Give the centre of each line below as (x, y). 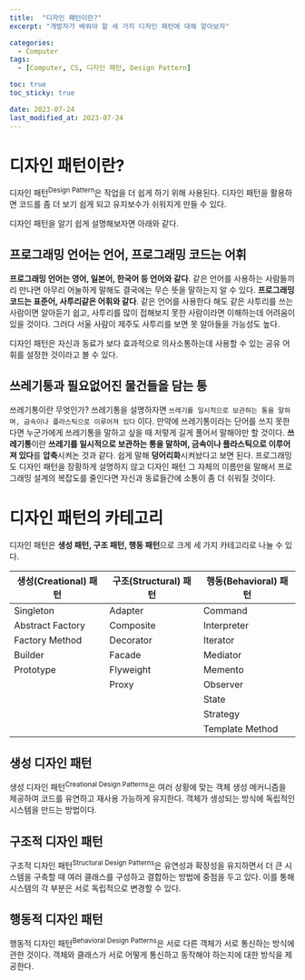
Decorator (131, 640)
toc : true (28, 85)
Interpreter (226, 625)
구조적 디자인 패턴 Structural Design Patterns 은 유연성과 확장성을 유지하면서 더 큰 (146, 865)
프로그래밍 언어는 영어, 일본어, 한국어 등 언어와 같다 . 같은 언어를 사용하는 (136, 278)
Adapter (127, 610)
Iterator (219, 640)
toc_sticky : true (42, 93)
